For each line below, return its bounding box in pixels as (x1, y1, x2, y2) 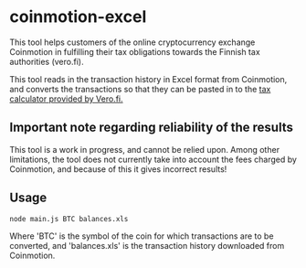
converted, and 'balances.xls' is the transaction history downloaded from (9, 240, 285, 251)
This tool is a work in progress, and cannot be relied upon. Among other (9, 144, 280, 155)
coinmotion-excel (9, 6, 147, 27)
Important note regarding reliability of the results (9, 120, 294, 135)
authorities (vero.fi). (9, 56, 84, 67)
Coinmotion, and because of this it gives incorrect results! (9, 163, 227, 175)
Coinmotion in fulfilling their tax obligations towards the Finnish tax (9, 46, 260, 57)
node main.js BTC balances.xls (9, 214, 129, 223)
